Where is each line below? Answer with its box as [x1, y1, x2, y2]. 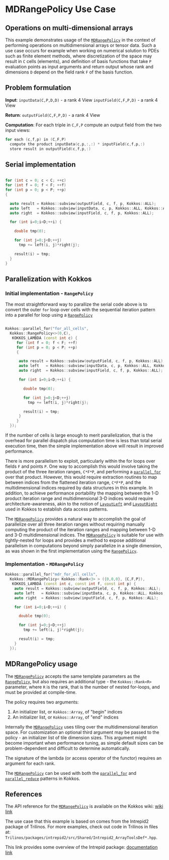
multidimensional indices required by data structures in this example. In [5, 485, 153, 491]
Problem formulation [5, 84, 71, 92]
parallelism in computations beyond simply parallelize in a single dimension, [5, 543, 162, 549]
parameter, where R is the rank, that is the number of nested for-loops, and [5, 684, 160, 690]
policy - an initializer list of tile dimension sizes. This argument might [5, 734, 147, 741]
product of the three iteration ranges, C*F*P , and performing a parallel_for [5, 469, 161, 475]
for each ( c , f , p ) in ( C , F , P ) [5, 137, 66, 142]
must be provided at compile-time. [5, 689, 77, 695]
